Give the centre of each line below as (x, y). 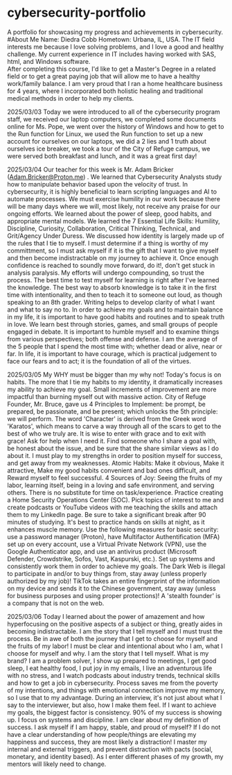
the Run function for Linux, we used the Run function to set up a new (105, 134)
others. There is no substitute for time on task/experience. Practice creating (115, 492)
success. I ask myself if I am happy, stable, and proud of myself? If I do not (114, 727)
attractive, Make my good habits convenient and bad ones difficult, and (109, 470)
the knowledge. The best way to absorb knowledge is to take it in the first (112, 287)
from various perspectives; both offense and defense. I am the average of (113, 339)
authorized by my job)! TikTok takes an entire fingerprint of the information (114, 581)
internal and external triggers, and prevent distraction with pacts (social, (110, 749)
